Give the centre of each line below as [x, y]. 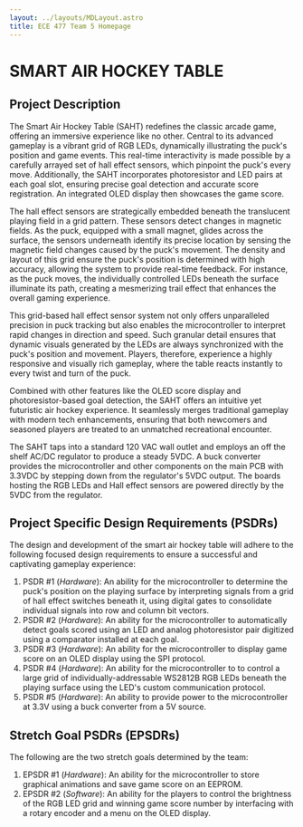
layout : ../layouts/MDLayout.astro [76, 18]
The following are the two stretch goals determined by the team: [129, 757]
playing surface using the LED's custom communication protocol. [144, 688]
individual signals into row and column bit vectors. [116, 611]
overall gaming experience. [60, 298]
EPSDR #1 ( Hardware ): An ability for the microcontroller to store [141, 774]
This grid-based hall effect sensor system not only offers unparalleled [139, 315]
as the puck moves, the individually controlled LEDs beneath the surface [144, 278]
